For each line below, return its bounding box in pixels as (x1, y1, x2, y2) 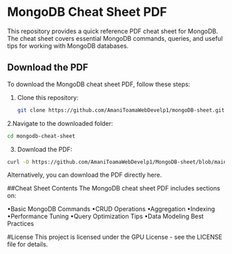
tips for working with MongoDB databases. (7, 41, 129, 50)
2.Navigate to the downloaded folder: (7, 119, 113, 128)
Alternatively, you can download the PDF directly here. (7, 170, 162, 179)
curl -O (7, 158, 30, 166)
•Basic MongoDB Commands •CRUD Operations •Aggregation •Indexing (7, 205, 215, 213)
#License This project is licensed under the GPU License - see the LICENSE (7, 233, 222, 242)
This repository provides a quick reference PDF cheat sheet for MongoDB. (7, 27, 219, 35)
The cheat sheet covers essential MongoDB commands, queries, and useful (7, 34, 223, 42)
